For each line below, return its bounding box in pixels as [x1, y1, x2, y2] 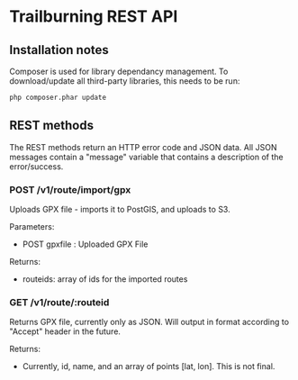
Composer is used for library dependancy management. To [9, 66, 229, 77]
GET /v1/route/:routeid [9, 295, 110, 308]
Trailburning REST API [9, 6, 178, 27]
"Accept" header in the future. [9, 326, 122, 337]
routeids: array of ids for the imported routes [22, 273, 188, 285]
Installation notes [9, 42, 110, 58]
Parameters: [9, 221, 55, 231]
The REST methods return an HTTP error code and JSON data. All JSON [9, 141, 277, 152]
